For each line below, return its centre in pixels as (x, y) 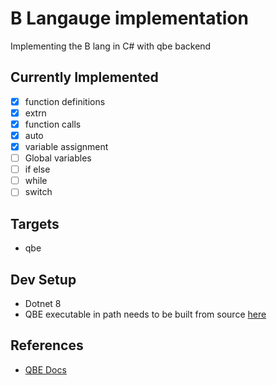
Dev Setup (43, 279)
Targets (35, 223)
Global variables (58, 158)
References (47, 345)
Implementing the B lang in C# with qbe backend (111, 46)
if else (37, 169)
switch (38, 192)
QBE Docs (45, 369)
